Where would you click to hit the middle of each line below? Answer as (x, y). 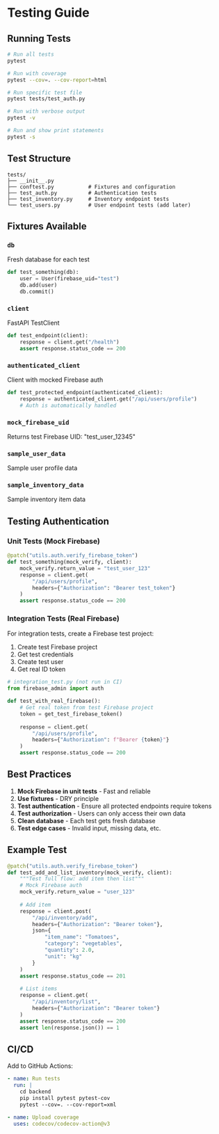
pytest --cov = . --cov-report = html (57, 80)
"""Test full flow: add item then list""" (82, 879)
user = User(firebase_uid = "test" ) (70, 279)
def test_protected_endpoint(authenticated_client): (85, 392)
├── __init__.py (31, 181)
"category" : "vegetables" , (83, 943)
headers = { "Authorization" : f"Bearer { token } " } (101, 740)
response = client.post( (56, 911)
